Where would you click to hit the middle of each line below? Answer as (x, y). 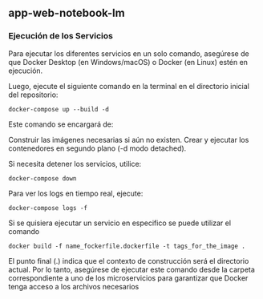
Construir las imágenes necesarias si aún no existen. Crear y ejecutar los (129, 139)
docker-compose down (43, 178)
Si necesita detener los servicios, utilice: (75, 164)
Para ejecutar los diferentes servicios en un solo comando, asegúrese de (129, 53)
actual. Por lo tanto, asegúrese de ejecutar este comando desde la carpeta (131, 269)
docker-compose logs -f (48, 208)
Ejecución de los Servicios (61, 36)
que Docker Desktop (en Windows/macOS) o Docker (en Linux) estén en (128, 62)
